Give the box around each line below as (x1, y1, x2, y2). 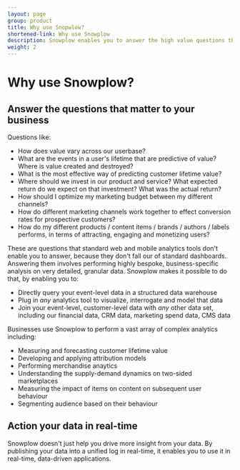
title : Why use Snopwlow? (7, 24, 84, 31)
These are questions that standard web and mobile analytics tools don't (7, 244, 219, 252)
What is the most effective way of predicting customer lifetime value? (17, 169, 222, 178)
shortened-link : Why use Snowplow (7, 30, 111, 38)
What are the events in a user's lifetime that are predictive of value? (17, 154, 216, 163)
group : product (7, 17, 53, 24)
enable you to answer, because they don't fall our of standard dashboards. (7, 251, 227, 260)
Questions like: (7, 133, 51, 141)
